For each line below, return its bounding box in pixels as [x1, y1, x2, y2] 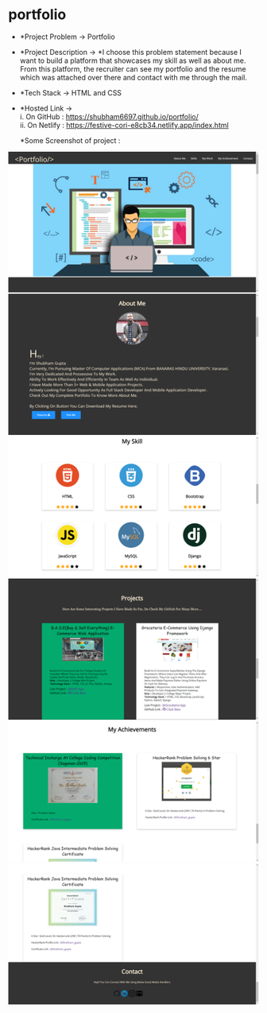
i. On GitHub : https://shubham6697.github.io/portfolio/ [19, 111, 199, 121]
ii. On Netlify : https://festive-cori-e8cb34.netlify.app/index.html [19, 120, 229, 130]
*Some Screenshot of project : [19, 135, 121, 145]
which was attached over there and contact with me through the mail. [19, 72, 248, 82]
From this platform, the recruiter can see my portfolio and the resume [19, 64, 246, 73]
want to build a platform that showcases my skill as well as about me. [19, 56, 246, 65]
